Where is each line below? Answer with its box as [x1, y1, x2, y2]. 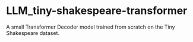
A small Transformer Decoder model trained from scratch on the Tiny [6, 23, 175, 30]
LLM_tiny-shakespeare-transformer [6, 4, 188, 17]
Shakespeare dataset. [6, 29, 60, 36]
